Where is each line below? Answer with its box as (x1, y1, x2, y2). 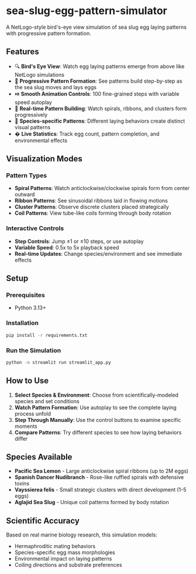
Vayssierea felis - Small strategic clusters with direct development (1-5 (14, 486, 187, 494)
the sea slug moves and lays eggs (14, 83, 97, 90)
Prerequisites (6, 291, 45, 299)
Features (6, 47, 39, 57)
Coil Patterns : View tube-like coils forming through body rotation (14, 210, 171, 217)
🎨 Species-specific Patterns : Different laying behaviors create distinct (14, 117, 185, 124)
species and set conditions (14, 397, 80, 404)
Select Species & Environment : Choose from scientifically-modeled (14, 391, 178, 399)
